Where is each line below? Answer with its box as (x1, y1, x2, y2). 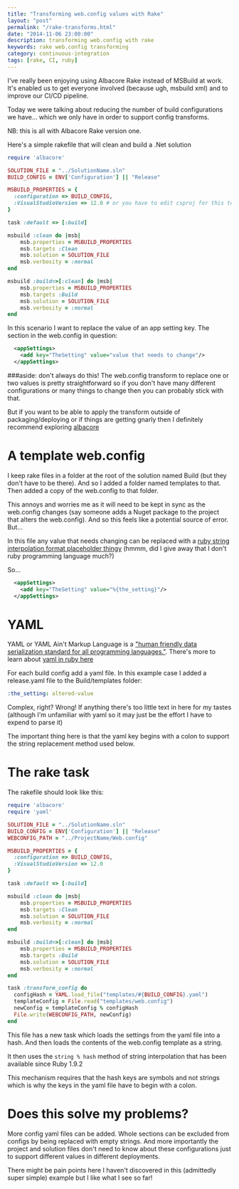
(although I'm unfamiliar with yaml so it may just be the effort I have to (7, 711, 212, 719)
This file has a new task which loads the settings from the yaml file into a (7, 1030, 221, 1039)
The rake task (7, 764, 90, 781)
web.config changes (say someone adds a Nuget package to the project (7, 507, 220, 516)
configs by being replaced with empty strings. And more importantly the (7, 1136, 219, 1146)
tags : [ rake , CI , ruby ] (7, 57, 78, 64)
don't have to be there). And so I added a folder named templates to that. (7, 478, 221, 487)
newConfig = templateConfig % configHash (14, 1005, 139, 1012)
